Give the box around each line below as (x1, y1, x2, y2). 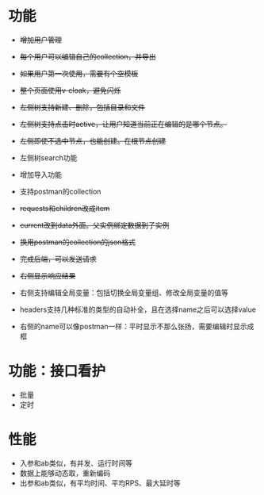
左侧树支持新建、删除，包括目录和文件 (19, 102, 145, 112)
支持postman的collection (19, 186, 101, 196)
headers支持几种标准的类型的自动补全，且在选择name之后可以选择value (19, 305, 256, 314)
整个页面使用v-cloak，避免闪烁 (19, 85, 121, 95)
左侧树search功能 (19, 152, 78, 163)
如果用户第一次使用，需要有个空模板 (19, 68, 139, 78)
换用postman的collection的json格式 (19, 237, 136, 247)
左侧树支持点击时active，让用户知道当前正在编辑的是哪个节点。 (19, 119, 228, 129)
